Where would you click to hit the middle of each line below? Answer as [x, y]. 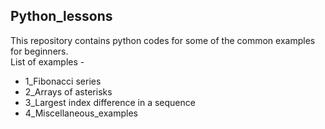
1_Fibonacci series [63, 81]
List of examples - [47, 61]
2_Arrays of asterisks [68, 91]
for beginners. [39, 51]
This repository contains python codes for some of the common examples [163, 40]
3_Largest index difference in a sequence [110, 102]
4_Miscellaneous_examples [81, 113]
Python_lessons [61, 16]
